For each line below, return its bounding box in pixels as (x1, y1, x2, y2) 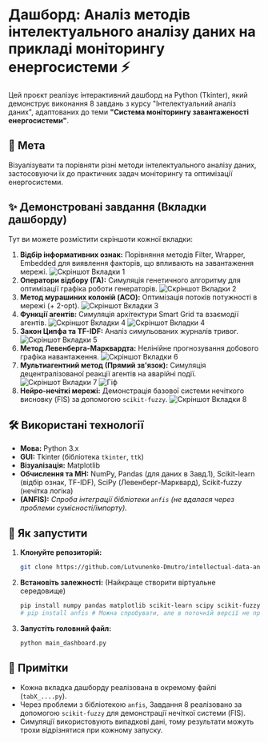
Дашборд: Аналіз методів (8, 6, 190, 24)
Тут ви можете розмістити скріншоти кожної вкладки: (8, 234, 194, 243)
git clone (19, 563, 54, 572)
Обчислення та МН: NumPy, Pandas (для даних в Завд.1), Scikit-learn (19, 469, 255, 479)
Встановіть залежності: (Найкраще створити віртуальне (19, 578, 216, 588)
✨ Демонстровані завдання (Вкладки (8, 200, 206, 214)
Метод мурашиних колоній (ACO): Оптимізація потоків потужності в (19, 292, 258, 302)
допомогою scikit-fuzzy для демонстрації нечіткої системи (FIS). (19, 708, 246, 717)
